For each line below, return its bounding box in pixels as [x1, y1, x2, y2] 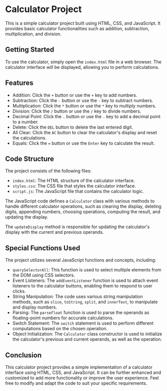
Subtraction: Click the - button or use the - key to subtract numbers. [12, 97, 153, 104]
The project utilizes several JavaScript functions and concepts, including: [5, 257, 156, 263]
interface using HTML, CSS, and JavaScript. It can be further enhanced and [5, 369, 161, 375]
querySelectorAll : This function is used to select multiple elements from [12, 267, 161, 273]
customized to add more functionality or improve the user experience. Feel [5, 375, 159, 380]
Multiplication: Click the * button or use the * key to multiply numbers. [12, 103, 156, 109]
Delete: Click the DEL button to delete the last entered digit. [12, 124, 133, 130]
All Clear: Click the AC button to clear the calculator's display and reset [12, 129, 157, 135]
